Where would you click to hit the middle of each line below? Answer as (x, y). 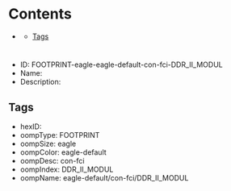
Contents (40, 14)
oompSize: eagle (48, 143)
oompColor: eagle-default (63, 152)
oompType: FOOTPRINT (60, 135)
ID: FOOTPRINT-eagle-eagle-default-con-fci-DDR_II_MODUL (122, 64)
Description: (40, 82)
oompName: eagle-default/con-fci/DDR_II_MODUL (104, 177)
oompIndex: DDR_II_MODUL (67, 169)
